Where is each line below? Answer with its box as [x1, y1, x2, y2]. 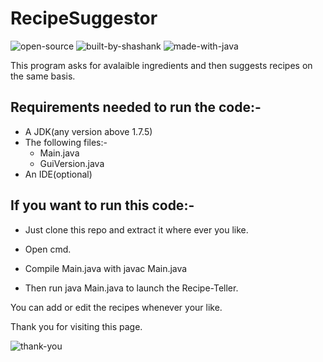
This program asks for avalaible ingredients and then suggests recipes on [10, 59, 313, 71]
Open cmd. [24, 243, 72, 255]
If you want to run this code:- [10, 197, 195, 214]
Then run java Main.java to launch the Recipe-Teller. [24, 282, 239, 294]
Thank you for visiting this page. [10, 320, 143, 332]
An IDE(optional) [24, 168, 93, 180]
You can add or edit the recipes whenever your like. [10, 301, 223, 313]
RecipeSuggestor [10, 7, 158, 30]
